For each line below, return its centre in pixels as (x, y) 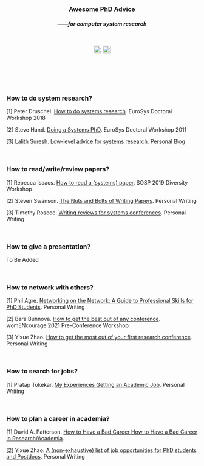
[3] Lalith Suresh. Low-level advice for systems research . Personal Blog (96, 141)
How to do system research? (49, 98)
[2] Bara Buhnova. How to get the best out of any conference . (83, 319)
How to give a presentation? (49, 247)
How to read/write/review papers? (58, 169)
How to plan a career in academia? (58, 418)
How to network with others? (50, 287)
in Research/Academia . (36, 438)
